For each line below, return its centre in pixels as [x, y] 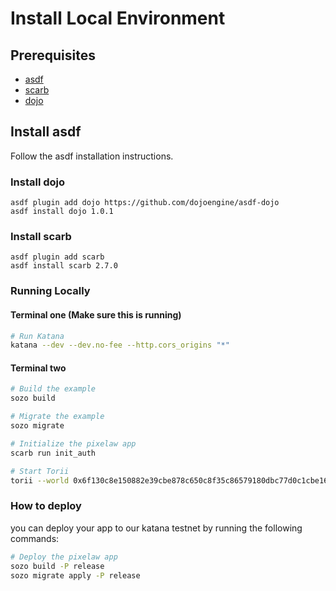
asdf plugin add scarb [57, 257]
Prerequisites [53, 55]
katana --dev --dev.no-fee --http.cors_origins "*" [120, 345]
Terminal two [38, 368]
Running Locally [50, 291]
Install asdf [46, 132]
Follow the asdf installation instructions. [92, 156]
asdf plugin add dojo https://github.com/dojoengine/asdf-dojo [145, 203]
